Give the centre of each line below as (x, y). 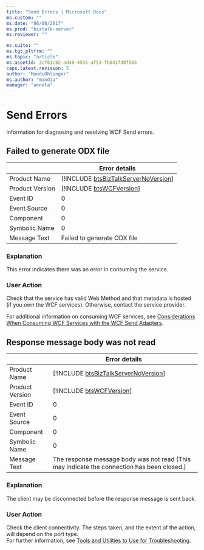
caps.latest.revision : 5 (38, 68)
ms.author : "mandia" (32, 80)
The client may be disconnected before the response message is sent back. (101, 498)
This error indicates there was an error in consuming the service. (87, 270)
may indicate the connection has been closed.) (119, 467)
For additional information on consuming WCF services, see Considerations (101, 316)
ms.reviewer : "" (27, 35)
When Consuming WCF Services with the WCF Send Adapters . (85, 323)
